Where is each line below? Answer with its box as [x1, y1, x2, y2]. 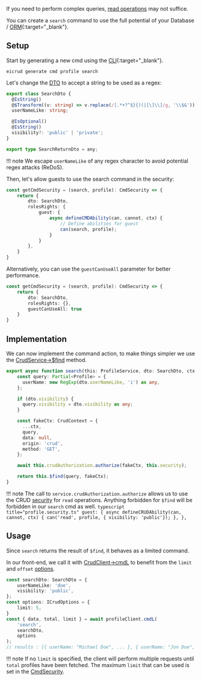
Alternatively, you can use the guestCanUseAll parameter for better [6, 265, 171, 273]
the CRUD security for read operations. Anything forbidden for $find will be [6, 496, 193, 503]
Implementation [6, 334, 67, 344]
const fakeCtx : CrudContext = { [17, 418, 98, 424]
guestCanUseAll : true [28, 306, 82, 312]
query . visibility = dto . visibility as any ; [22, 401, 134, 407]
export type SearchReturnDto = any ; [6, 146, 98, 152]
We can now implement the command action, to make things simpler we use [6, 350, 196, 357]
